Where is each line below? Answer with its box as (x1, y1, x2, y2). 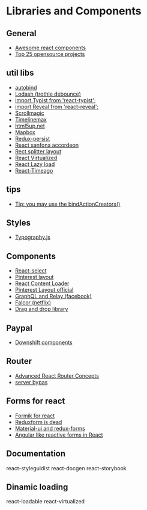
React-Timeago (14, 167, 53, 174)
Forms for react (6, 396, 65, 407)
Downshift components (14, 339, 73, 346)
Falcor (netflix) (14, 299, 52, 306)
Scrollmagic (14, 109, 45, 117)
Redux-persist (14, 135, 50, 142)
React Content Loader (14, 280, 70, 287)
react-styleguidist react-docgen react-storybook (6, 464, 127, 472)
